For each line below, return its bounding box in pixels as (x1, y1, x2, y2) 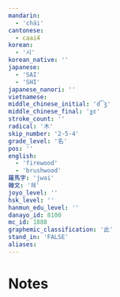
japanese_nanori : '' (8, 85, 77, 94)
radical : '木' (8, 122, 54, 130)
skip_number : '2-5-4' (8, 129, 80, 137)
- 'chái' (15, 19, 44, 27)
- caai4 (15, 33, 41, 42)
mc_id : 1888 (8, 218, 47, 226)
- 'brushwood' (15, 167, 62, 175)
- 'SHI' (15, 78, 41, 86)
